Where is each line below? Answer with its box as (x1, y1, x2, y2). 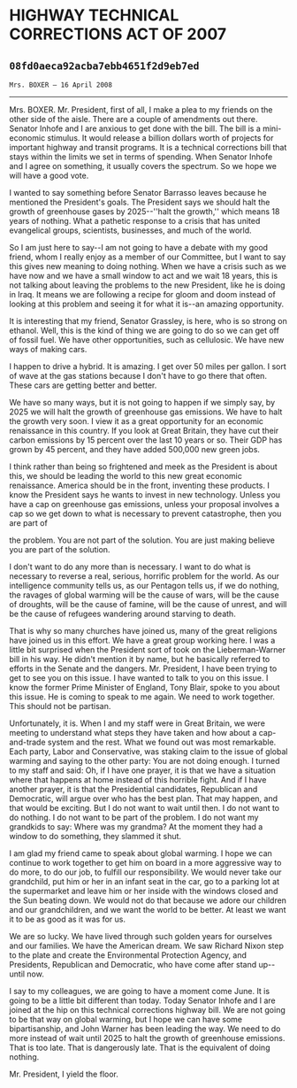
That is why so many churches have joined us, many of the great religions (9, 626, 278, 636)
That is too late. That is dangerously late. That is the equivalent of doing (9, 1042, 270, 1053)
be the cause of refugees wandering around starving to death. (9, 608, 236, 619)
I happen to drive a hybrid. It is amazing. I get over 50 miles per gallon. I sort (9, 361, 287, 372)
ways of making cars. (9, 344, 88, 354)
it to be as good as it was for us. (9, 914, 126, 924)
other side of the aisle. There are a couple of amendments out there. (9, 114, 258, 124)
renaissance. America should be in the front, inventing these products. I (9, 480, 270, 490)
